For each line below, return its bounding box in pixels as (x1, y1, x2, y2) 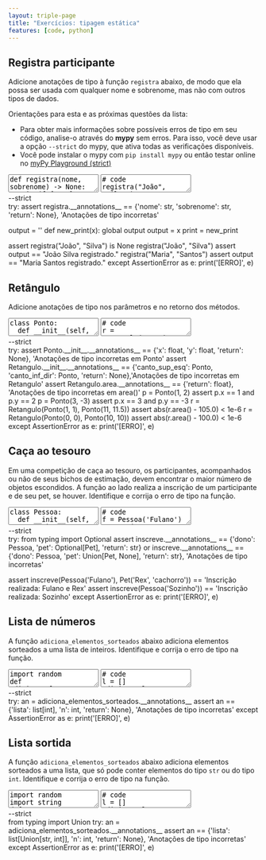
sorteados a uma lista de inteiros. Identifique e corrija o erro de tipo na (8, 644, 239, 654)
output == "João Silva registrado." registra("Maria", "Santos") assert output (8, 250, 254, 259)
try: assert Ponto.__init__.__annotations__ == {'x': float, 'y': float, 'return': (8, 345, 244, 355)
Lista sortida (8, 737, 71, 750)
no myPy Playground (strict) (19, 158, 112, 168)
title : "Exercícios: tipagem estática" (8, 19, 141, 27)
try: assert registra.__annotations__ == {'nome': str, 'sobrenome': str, (8, 202, 232, 212)
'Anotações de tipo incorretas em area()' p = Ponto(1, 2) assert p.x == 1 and (8, 387, 255, 397)
